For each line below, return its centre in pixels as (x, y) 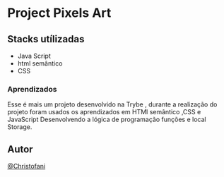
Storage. (20, 127)
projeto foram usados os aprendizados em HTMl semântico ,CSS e (104, 112)
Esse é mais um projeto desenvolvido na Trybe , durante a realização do (112, 104)
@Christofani (26, 166)
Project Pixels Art (59, 13)
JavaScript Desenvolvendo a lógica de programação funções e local (107, 120)
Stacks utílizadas (46, 39)
